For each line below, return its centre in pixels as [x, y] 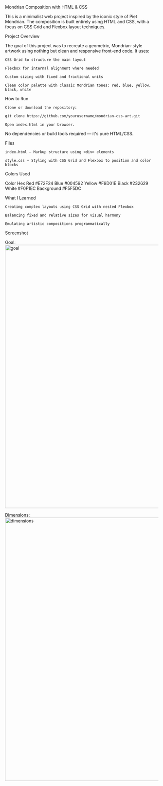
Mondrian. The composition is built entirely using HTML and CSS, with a [77, 22]
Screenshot [17, 233]
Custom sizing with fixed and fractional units [54, 77]
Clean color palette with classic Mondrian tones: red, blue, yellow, [78, 85]
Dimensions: [18, 515]
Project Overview [22, 36]
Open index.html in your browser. [40, 125]
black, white [18, 90]
